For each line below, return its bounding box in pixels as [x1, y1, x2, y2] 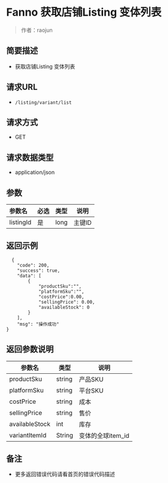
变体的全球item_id [79, 431, 130, 440]
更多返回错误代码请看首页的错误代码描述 [14, 470, 115, 478]
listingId [9, 218, 32, 226]
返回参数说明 [6, 344, 54, 355]
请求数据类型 [6, 152, 54, 163]
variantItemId [9, 431, 47, 439]
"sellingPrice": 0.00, [38, 299, 95, 305]
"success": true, [17, 268, 61, 274]
